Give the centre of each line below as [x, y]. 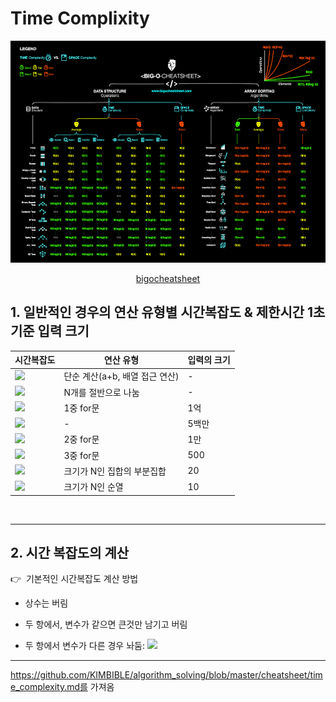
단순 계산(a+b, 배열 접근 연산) [121, 376]
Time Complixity [80, 18]
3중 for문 [81, 455]
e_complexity [37, 687]
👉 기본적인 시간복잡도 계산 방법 [74, 579]
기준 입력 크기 [50, 331]
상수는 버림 [46, 603]
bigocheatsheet [168, 278]
